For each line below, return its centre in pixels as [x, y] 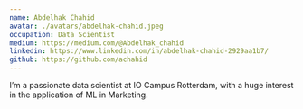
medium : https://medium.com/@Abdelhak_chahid [96, 43]
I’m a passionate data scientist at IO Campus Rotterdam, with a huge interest [151, 85]
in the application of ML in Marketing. [79, 95]
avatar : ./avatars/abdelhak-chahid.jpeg [87, 26]
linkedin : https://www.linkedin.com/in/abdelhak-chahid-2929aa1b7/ [139, 51]
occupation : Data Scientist [62, 34]
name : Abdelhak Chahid [52, 18]
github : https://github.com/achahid [78, 59]
